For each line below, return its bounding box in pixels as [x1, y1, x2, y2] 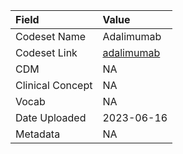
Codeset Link [15, 46, 78, 59]
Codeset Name [15, 30, 87, 43]
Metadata [15, 127, 61, 141]
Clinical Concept [15, 79, 93, 92]
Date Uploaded [15, 111, 87, 124]
